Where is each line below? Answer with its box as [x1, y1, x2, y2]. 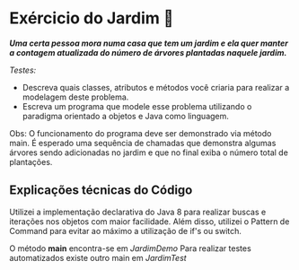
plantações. [9, 156, 53, 167]
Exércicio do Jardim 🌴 [9, 8, 174, 29]
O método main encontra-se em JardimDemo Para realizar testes [9, 242, 251, 254]
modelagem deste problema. [22, 91, 129, 102]
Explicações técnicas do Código [9, 183, 193, 198]
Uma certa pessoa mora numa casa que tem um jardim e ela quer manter [9, 38, 289, 48]
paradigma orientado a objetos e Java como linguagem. [22, 110, 229, 121]
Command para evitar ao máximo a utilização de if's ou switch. [9, 225, 242, 236]
